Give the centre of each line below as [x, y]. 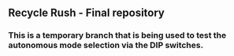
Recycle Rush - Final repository [87, 13]
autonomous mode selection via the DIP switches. [106, 45]
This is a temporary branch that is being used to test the [117, 35]
